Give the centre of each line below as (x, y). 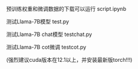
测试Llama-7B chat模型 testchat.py (49, 34)
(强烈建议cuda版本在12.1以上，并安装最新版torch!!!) (69, 60)
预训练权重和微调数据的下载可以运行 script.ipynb (66, 9)
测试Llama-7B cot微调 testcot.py (46, 47)
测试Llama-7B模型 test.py (38, 22)
